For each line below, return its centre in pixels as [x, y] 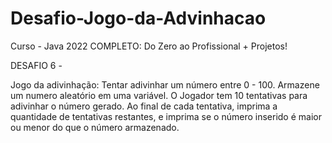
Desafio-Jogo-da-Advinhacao [138, 18]
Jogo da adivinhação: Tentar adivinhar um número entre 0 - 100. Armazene [165, 84]
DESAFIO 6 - [36, 65]
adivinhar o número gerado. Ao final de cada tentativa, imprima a [144, 106]
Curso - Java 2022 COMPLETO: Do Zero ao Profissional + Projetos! [149, 46]
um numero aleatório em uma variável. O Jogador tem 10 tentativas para [159, 95]
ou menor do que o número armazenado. [95, 127]
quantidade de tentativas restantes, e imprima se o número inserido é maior [166, 116]
